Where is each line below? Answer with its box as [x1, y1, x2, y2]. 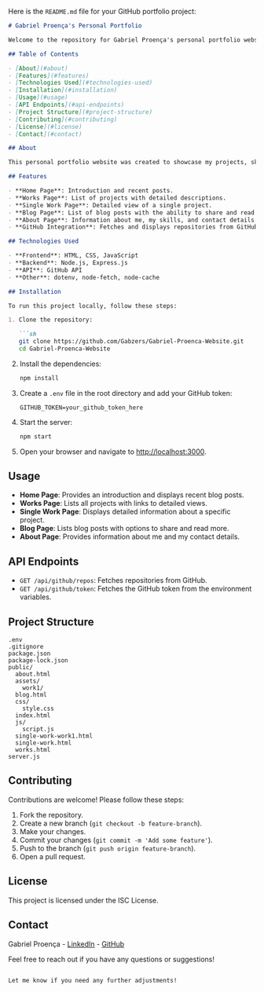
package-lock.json [8, 657, 68, 664]
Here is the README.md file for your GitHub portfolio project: [8, 7, 196, 16]
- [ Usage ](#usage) [8, 93, 68, 101]
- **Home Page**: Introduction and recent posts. [8, 187, 174, 195]
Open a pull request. [19, 851, 86, 861]
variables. [19, 592, 52, 602]
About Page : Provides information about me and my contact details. [19, 532, 240, 541]
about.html [15, 671, 51, 679]
